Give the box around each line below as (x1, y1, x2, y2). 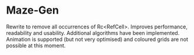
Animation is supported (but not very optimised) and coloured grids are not (6, 35, 189, 43)
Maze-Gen (6, 4, 59, 17)
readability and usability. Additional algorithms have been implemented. (6, 29, 180, 36)
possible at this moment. (6, 42, 66, 49)
